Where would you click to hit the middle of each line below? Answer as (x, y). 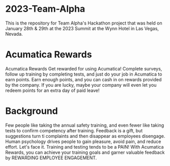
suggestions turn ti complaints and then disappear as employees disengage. (85, 136)
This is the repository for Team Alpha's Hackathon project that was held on (84, 23)
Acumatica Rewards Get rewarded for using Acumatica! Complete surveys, (84, 68)
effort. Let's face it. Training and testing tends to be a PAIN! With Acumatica (84, 147)
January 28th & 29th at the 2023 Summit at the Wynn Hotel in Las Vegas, (82, 28)
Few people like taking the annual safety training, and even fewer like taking (85, 125)
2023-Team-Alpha (45, 9)
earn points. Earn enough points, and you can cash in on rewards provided (83, 79)
